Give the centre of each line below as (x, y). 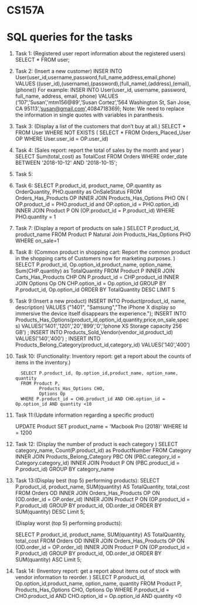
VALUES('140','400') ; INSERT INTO (58, 338)
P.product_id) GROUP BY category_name (64, 469)
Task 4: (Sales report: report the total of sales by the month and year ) (99, 150)
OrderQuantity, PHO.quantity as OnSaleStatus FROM (79, 192)
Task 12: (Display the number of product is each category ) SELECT (96, 444)
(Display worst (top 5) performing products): (69, 523)
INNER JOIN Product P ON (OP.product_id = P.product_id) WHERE (95, 211)
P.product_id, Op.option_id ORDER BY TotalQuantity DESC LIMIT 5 (95, 290)
